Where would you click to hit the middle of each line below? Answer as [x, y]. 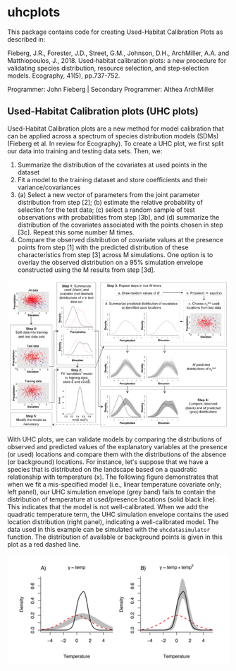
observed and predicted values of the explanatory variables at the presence [117, 446]
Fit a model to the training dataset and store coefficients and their [112, 179]
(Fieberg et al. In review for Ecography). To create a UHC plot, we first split [116, 143]
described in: [26, 39]
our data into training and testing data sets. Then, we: [85, 151]
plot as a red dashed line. [44, 544]
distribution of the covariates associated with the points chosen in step [120, 225]
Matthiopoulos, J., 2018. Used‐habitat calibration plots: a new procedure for [117, 60]
